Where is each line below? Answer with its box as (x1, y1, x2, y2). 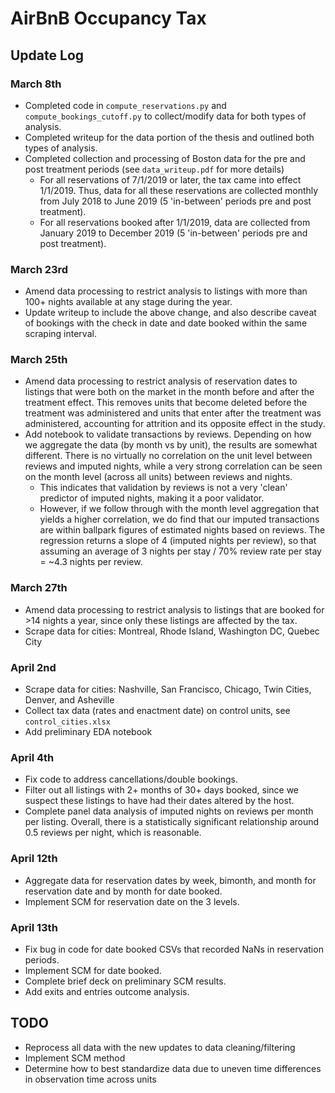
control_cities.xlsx (24, 717, 111, 727)
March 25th (10, 353, 68, 367)
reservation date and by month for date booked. (24, 885, 223, 897)
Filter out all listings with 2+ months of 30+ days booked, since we (24, 784, 300, 796)
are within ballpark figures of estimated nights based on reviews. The (39, 524, 326, 536)
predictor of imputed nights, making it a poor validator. (39, 492, 265, 504)
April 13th (10, 920, 58, 934)
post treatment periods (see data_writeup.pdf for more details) (24, 163, 285, 175)
